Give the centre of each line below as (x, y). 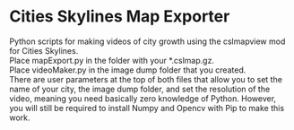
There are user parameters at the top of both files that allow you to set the (146, 79)
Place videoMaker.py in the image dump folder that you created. (128, 70)
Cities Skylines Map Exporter (120, 17)
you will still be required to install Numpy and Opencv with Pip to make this (147, 108)
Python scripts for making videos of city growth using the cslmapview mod (147, 41)
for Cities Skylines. (44, 50)
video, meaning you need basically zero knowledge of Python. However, (143, 98)
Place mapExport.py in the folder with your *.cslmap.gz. (112, 60)
